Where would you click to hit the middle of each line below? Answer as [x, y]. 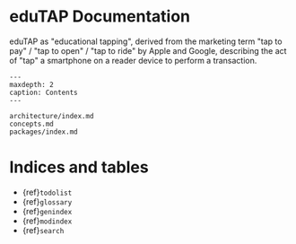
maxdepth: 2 [31, 84]
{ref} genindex [47, 211]
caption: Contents [44, 92]
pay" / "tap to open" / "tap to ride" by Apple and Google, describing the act [148, 50]
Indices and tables [79, 167]
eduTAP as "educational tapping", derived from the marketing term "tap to [146, 41]
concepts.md [31, 124]
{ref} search [43, 230]
